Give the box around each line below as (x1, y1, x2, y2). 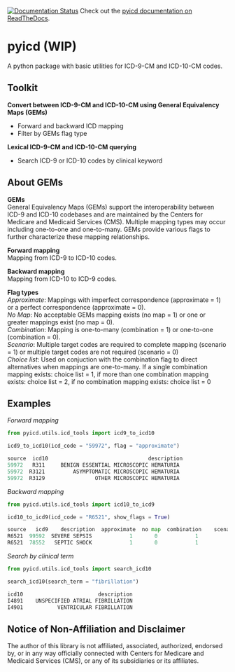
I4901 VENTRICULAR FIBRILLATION (7, 603, 133, 611)
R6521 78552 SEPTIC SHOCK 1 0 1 (7, 540, 199, 547)
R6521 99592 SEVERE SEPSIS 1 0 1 (7, 533, 199, 540)
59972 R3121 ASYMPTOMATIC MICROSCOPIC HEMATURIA (7, 468, 180, 475)
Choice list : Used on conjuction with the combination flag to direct (7, 355, 198, 364)
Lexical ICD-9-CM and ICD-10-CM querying (7, 142, 137, 151)
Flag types (7, 288, 39, 296)
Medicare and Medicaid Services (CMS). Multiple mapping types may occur (7, 217, 226, 226)
